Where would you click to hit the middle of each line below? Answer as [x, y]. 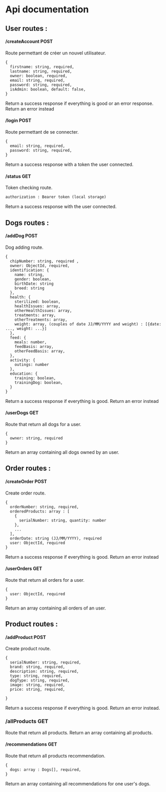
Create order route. [26, 493]
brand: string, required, [38, 667]
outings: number [32, 364]
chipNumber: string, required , [45, 261]
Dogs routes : [27, 223]
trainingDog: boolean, [39, 382]
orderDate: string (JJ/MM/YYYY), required [56, 538]
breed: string [29, 288]
